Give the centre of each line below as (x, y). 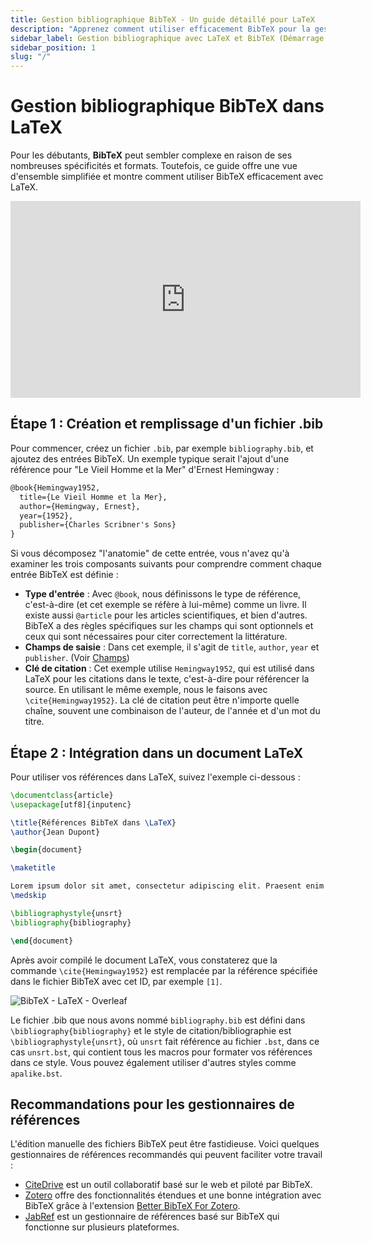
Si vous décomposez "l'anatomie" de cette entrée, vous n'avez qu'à (150, 553)
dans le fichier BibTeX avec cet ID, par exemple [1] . (116, 981)
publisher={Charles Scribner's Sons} (98, 525)
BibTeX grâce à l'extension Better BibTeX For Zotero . (132, 1206)
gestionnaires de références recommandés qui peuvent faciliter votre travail (166, 1155)
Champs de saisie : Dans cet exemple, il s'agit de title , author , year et (172, 647)
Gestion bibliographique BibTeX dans (167, 106)
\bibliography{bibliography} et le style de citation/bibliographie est (151, 1030)
